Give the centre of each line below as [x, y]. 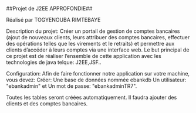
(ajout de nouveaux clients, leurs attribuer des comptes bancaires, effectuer [98, 37]
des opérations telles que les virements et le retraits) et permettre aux [90, 44]
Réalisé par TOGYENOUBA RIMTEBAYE [53, 20]
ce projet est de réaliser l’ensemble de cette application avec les [84, 56]
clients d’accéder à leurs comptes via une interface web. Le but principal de [98, 50]
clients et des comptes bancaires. [47, 104]
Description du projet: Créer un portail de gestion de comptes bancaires [93, 31]
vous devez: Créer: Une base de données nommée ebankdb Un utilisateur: [96, 80]
